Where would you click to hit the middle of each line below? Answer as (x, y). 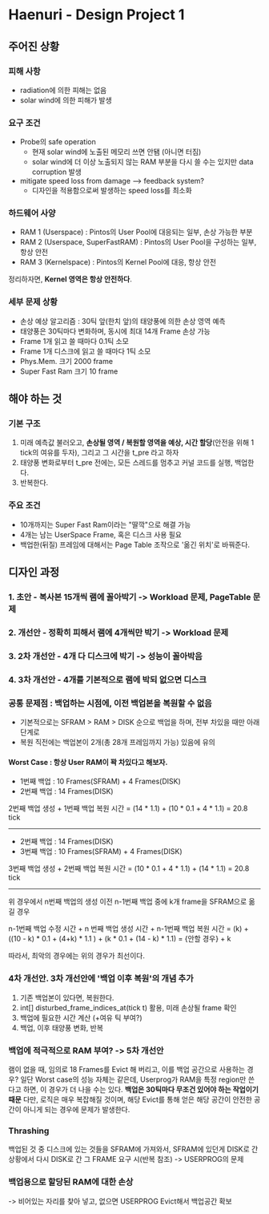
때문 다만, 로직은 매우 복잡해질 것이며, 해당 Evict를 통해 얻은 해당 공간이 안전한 (130, 1099)
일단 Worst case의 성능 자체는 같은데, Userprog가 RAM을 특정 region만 (133, 1079)
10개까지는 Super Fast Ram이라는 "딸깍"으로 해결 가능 (105, 524)
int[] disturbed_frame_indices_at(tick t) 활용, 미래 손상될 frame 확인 (128, 1007)
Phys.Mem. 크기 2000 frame (66, 361)
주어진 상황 (34, 46)
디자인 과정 (34, 572)
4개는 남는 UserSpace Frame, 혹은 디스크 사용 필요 (101, 534)
